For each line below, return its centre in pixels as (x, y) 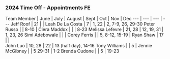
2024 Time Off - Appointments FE (48, 8)
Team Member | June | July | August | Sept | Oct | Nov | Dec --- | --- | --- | (84, 19)
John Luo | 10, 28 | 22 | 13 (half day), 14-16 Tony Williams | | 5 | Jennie (79, 46)
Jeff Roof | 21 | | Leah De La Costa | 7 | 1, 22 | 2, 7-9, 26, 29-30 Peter (83, 24)
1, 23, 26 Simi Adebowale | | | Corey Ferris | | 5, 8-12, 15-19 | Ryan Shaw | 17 (84, 35)
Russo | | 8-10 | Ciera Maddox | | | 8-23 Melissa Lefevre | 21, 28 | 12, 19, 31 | (84, 29)
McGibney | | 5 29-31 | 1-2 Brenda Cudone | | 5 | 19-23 (62, 51)
